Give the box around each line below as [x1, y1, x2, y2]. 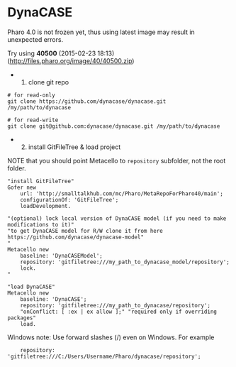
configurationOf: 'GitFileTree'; [20, 196, 119, 203]
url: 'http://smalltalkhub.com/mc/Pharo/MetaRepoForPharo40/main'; [20, 190, 223, 197]
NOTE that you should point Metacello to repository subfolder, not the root [7, 156, 226, 165]
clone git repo [28, 77, 69, 86]
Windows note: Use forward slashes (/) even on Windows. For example [7, 333, 215, 341]
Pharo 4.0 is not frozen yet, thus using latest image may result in [7, 28, 195, 36]
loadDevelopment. [20, 202, 72, 209]
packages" [7, 314, 37, 322]
